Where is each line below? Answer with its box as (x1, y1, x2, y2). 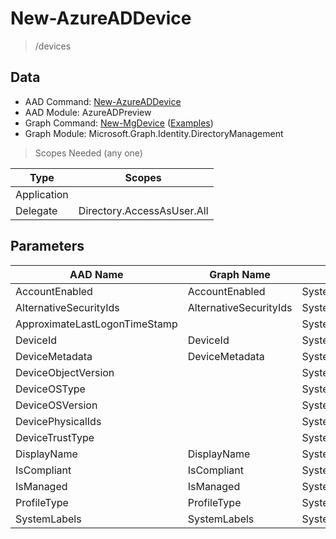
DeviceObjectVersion (15, 365, 115, 379)
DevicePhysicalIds (15, 414, 102, 428)
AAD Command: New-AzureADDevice (24, 95, 182, 107)
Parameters (10, 238, 85, 255)
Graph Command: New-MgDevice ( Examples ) (24, 117, 214, 129)
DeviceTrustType (15, 430, 95, 444)
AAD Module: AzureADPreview (24, 106, 152, 118)
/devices (34, 40, 72, 52)
